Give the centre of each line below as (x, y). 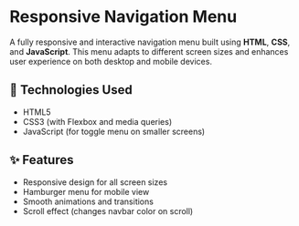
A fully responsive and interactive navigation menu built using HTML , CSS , (150, 42)
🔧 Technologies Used (71, 90)
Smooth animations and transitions (88, 201)
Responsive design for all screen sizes (95, 182)
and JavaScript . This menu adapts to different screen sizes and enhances (149, 51)
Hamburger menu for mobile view (86, 191)
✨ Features (42, 160)
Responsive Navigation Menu (123, 17)
